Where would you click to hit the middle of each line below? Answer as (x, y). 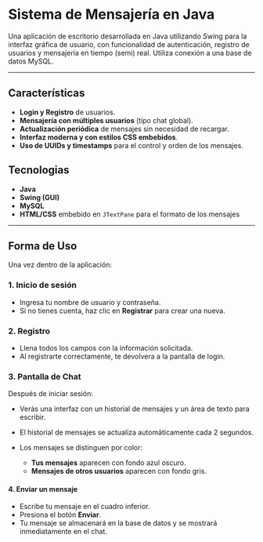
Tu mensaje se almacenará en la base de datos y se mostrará (118, 523)
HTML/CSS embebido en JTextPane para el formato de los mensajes (130, 214)
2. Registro (29, 331)
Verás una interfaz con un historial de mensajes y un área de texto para (135, 409)
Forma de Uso (43, 246)
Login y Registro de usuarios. (67, 112)
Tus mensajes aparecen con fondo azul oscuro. (108, 463)
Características (47, 93)
